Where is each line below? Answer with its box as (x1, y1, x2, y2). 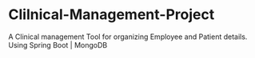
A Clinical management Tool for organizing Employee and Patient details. (8, 32, 248, 41)
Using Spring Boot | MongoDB (8, 40, 108, 49)
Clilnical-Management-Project (8, 6, 215, 24)
